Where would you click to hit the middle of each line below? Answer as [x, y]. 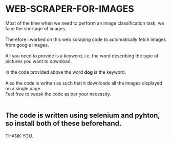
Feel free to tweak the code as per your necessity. [58, 94]
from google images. [27, 45]
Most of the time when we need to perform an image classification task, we [85, 23]
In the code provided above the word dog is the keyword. [66, 72]
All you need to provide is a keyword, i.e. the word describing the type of [82, 56]
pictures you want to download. [39, 61]
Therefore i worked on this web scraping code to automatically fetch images [86, 39]
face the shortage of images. [36, 28]
